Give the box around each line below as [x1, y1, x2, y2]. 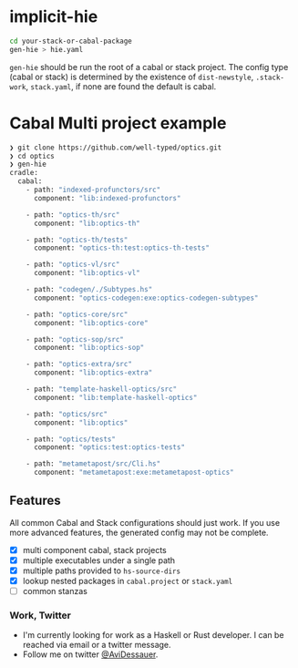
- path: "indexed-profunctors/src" [26, 185, 161, 194]
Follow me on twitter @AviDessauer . [22, 649, 159, 660]
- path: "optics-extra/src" [26, 360, 132, 369]
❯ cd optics [9, 151, 55, 160]
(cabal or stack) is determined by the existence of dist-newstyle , [9, 71, 254, 82]
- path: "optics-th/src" [26, 210, 120, 220]
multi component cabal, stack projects [22, 544, 167, 555]
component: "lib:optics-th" [33, 219, 141, 228]
